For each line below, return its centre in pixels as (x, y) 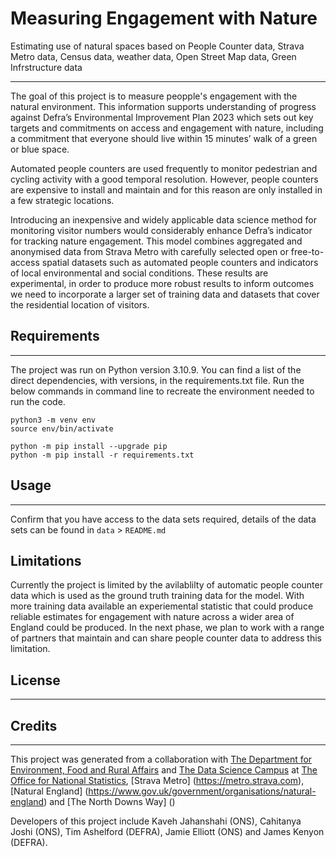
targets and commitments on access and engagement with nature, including (167, 128)
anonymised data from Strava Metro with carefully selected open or (149, 251)
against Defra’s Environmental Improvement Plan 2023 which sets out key (162, 117)
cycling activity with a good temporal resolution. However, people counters (164, 179)
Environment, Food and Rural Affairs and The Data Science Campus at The (164, 770)
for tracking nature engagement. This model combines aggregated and (156, 241)
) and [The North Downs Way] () (109, 801)
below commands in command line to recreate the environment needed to (162, 391)
